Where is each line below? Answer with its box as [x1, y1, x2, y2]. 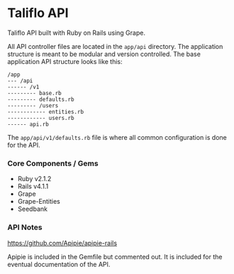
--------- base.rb [7, 89, 62, 97]
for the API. [7, 141, 40, 149]
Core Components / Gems [7, 158, 99, 168]
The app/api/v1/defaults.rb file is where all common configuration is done [7, 133, 227, 141]
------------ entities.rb [7, 108, 84, 115]
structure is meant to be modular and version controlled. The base [7, 50, 201, 58]
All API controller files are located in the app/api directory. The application [7, 42, 223, 50]
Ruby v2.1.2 [17, 175, 52, 183]
